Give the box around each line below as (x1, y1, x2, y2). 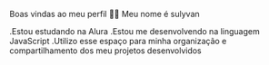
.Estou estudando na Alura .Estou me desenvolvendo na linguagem (9, 26, 261, 36)
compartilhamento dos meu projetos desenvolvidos (9, 45, 202, 56)
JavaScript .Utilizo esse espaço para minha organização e (9, 36, 227, 46)
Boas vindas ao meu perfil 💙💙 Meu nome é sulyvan (9, 9, 200, 19)
